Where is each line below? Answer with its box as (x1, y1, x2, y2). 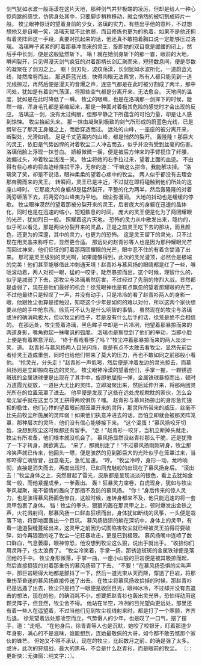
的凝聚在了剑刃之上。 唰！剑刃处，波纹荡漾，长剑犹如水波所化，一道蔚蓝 (6, 66, 187, 72)
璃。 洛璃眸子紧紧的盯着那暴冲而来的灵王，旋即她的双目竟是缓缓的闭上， (6, 43, 187, 50)
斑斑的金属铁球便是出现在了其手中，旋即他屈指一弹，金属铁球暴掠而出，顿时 (6, 374, 196, 381)
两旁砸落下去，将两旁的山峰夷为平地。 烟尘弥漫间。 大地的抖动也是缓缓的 (6, 193, 188, 200)
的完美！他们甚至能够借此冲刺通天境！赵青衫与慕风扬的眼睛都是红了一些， (6, 261, 191, 268)
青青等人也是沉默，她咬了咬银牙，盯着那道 (81, 622, 186, 629)
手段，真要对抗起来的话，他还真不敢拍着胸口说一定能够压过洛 (43, 36, 196, 42)
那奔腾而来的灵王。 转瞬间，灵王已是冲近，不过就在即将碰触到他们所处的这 (6, 178, 192, 185)
